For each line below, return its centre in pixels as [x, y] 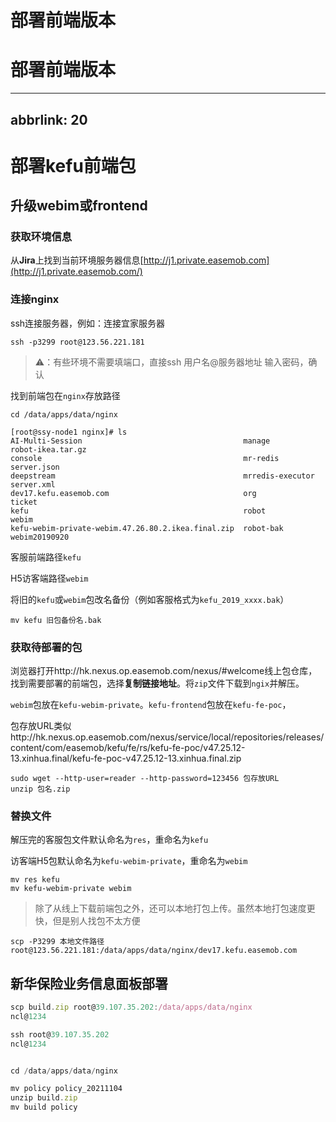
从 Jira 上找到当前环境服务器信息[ [77, 260]
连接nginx [35, 299]
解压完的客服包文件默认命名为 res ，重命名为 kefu [109, 840]
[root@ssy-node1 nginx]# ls [69, 432]
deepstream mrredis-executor [162, 476]
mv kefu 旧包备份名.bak [56, 620]
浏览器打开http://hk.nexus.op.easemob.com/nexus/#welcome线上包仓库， [164, 670]
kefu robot [138, 511]
